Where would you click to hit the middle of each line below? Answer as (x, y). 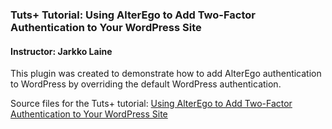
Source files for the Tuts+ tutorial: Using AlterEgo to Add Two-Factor (151, 104)
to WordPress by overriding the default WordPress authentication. (146, 84)
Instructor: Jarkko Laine (61, 51)
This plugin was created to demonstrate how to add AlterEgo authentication (166, 74)
